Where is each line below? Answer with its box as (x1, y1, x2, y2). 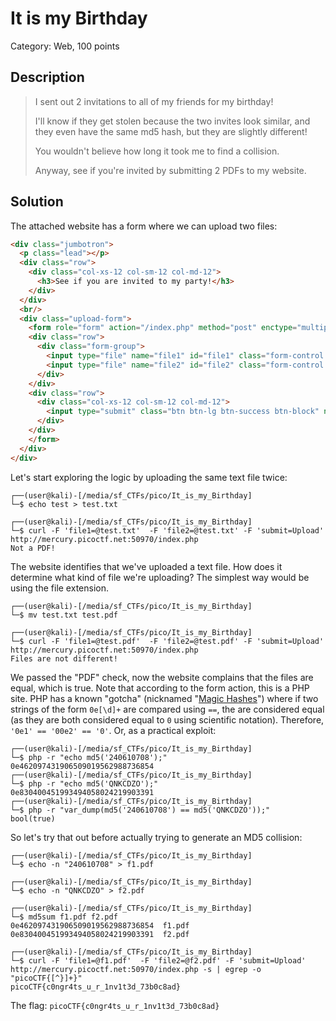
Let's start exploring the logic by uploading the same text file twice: (10, 471, 288, 483)
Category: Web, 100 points (10, 40, 120, 52)
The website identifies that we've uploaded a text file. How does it (10, 560, 283, 572)
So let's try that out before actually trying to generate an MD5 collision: (10, 831, 303, 843)
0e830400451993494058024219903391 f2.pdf (10, 929, 190, 939)
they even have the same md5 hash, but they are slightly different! (34, 125, 308, 137)
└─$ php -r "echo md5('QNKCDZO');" (10, 778, 159, 789)
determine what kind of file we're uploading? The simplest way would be (10, 571, 310, 583)
